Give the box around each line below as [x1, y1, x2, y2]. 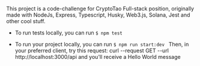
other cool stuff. [6, 18, 46, 24]
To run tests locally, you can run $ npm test [14, 29, 123, 36]
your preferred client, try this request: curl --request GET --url [14, 47, 169, 54]
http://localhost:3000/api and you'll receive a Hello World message [14, 54, 181, 60]
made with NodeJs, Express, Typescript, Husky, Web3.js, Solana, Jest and [6, 11, 190, 18]
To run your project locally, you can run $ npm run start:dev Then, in [14, 41, 189, 48]
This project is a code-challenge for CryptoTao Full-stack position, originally [6, 5, 194, 12]
